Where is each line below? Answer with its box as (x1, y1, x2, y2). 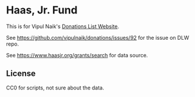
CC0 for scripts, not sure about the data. (6, 84, 104, 91)
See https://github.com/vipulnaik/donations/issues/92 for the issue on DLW (6, 34, 190, 41)
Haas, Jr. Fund (6, 4, 78, 17)
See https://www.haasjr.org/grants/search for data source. (6, 51, 148, 58)
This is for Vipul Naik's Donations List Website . (6, 23, 120, 30)
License (6, 68, 36, 79)
